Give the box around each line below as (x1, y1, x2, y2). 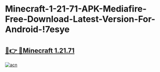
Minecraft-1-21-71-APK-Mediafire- (5, 3, 147, 14)
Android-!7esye (5, 24, 70, 35)
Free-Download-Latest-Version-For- (5, 14, 156, 25)
